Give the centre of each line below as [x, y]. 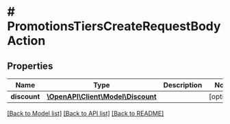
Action [26, 41]
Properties [30, 66]
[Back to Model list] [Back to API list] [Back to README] [86, 113]
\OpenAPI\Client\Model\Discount [102, 96]
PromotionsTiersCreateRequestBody [114, 26]
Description [183, 85]
